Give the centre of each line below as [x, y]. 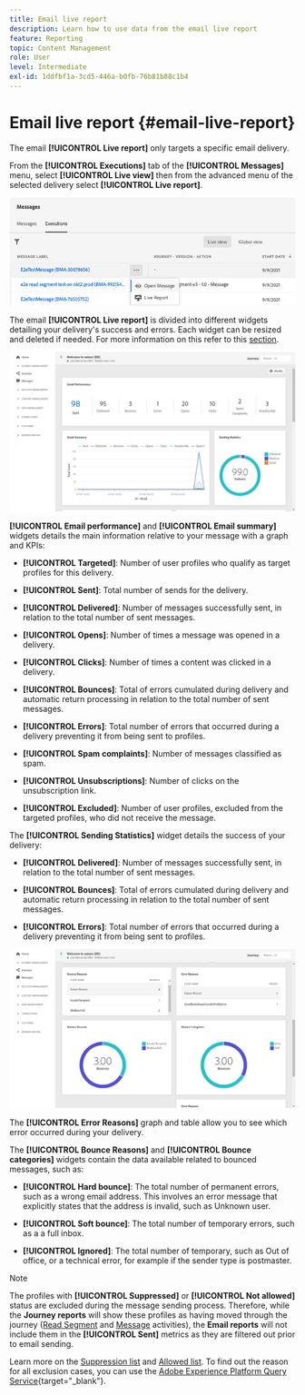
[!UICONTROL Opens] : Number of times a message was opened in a [151, 635]
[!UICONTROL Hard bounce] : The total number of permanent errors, [151, 1187]
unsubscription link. [59, 791]
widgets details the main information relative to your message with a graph [149, 536]
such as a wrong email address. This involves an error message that [150, 1197]
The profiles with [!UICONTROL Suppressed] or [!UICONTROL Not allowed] [152, 1296]
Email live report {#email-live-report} [152, 123]
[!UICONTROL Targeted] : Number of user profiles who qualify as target [156, 563]
